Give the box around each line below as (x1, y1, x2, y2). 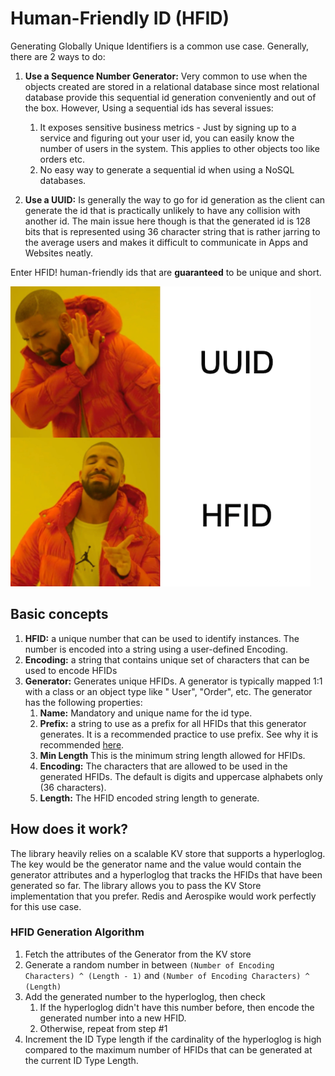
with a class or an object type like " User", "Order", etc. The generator (24, 685, 313, 697)
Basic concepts (10, 606, 109, 623)
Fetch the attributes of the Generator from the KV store (24, 948, 252, 960)
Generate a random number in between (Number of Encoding (24, 958, 275, 971)
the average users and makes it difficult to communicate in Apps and (24, 236, 309, 248)
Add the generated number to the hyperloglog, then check (24, 990, 266, 1002)
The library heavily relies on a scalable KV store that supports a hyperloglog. (10, 847, 326, 859)
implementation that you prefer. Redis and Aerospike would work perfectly (10, 890, 317, 902)
